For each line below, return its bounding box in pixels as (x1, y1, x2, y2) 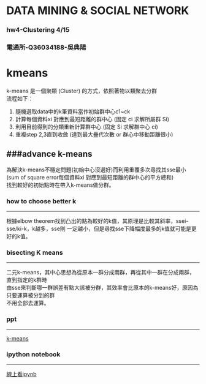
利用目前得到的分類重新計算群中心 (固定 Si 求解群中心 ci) (15, 123, 158, 130)
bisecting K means (6, 249, 63, 257)
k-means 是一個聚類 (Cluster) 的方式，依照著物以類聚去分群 (6, 87, 158, 94)
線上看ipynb (6, 370, 37, 377)
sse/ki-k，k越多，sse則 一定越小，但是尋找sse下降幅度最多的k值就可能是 (6, 225, 192, 233)
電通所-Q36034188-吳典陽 (6, 43, 86, 52)
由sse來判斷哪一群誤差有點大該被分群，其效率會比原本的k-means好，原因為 (6, 284, 199, 292)
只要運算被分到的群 (6, 292, 55, 299)
